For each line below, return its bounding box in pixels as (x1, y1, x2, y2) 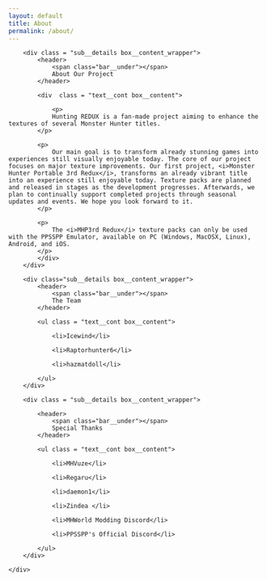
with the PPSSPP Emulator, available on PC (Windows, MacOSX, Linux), (8, 233, 252, 241)
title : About (8, 19, 53, 28)
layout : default (8, 11, 63, 20)
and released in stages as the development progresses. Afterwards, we (8, 184, 255, 192)
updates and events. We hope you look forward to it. (8, 197, 194, 206)
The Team (51, 297, 82, 305)
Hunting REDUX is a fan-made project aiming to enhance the (51, 112, 259, 121)
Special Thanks (51, 424, 104, 433)
